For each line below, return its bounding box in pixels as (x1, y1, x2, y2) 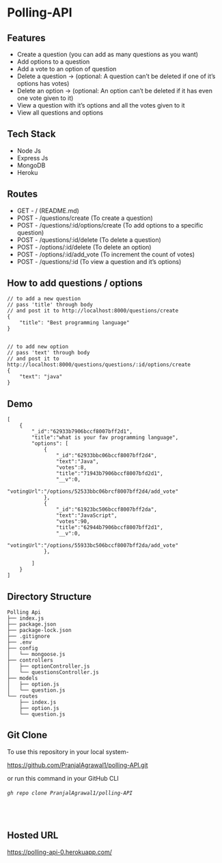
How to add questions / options (7, 278, 143, 289)
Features (7, 32, 46, 44)
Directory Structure (7, 591, 92, 603)
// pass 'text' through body (7, 350, 90, 356)
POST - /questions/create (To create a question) (16, 214, 154, 222)
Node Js (16, 146, 41, 155)
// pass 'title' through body (7, 302, 94, 308)
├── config (7, 645, 38, 652)
